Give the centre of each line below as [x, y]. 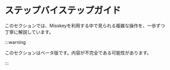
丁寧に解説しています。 [29, 32]
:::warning [15, 42]
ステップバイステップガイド [63, 10]
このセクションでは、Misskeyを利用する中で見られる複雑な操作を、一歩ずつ [85, 26]
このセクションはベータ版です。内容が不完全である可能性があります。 [78, 53]
